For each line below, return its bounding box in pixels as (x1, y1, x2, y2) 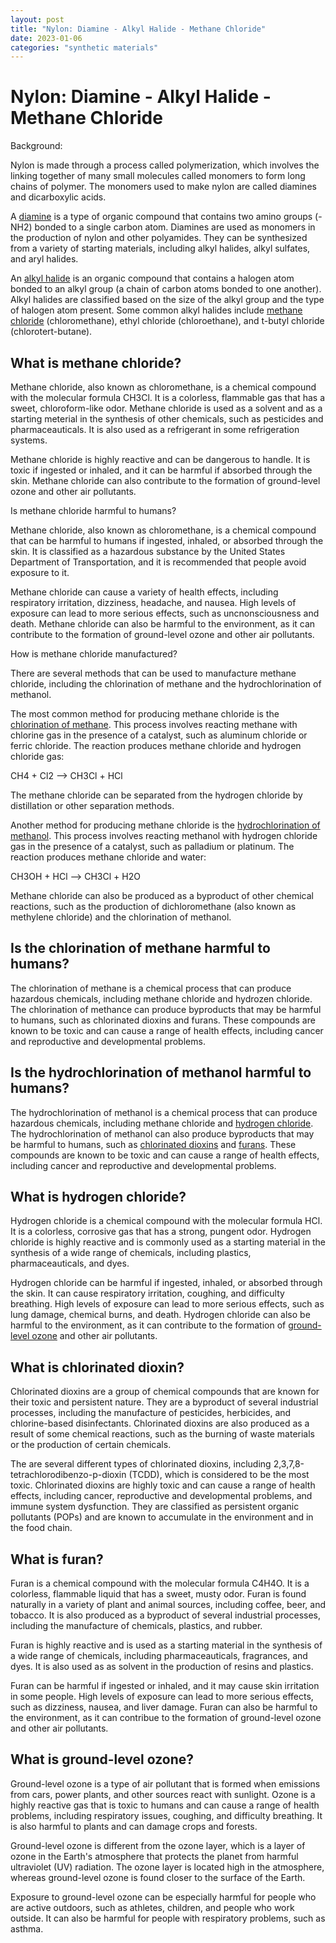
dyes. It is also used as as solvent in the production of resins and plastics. (10, 1661, 314, 1673)
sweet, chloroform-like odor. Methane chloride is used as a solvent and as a (10, 402, 323, 414)
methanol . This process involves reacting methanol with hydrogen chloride (10, 830, 318, 841)
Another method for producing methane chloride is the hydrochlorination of (10, 819, 321, 831)
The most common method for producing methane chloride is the (10, 708, 280, 720)
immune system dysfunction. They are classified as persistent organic (10, 1501, 300, 1513)
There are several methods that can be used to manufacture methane (10, 667, 297, 679)
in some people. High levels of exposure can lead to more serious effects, (10, 1691, 314, 1703)
